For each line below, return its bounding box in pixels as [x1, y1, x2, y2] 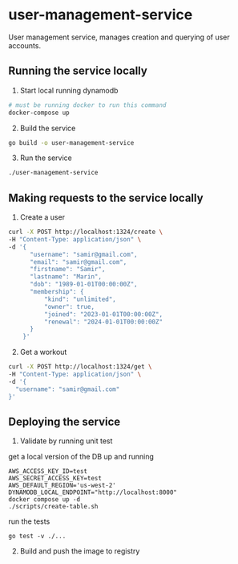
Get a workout [19, 348, 67, 357]
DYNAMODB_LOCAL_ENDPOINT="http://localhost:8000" [8, 488, 178, 496]
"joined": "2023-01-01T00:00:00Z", [43, 310, 163, 319]
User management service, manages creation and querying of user [8, 32, 230, 42]
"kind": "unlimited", [43, 295, 116, 303]
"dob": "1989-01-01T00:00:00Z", [29, 280, 138, 289]
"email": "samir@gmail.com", [29, 257, 127, 266]
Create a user [19, 212, 66, 222]
